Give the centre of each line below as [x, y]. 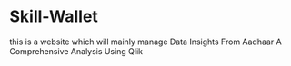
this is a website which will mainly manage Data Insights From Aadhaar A [145, 42]
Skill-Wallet [54, 17]
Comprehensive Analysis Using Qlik [76, 51]
